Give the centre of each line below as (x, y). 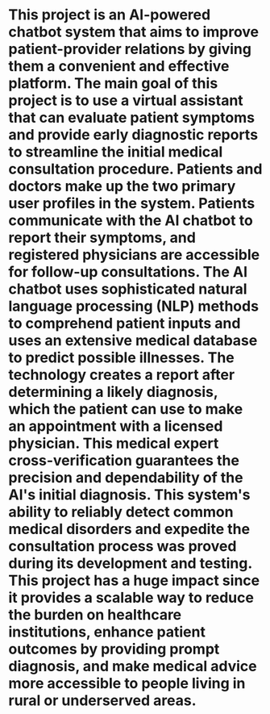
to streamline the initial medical (116, 152)
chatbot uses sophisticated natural (128, 289)
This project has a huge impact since (134, 580)
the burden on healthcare (95, 615)
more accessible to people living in (127, 684)
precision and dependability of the (126, 478)
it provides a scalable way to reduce (131, 598)
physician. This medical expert (114, 443)
